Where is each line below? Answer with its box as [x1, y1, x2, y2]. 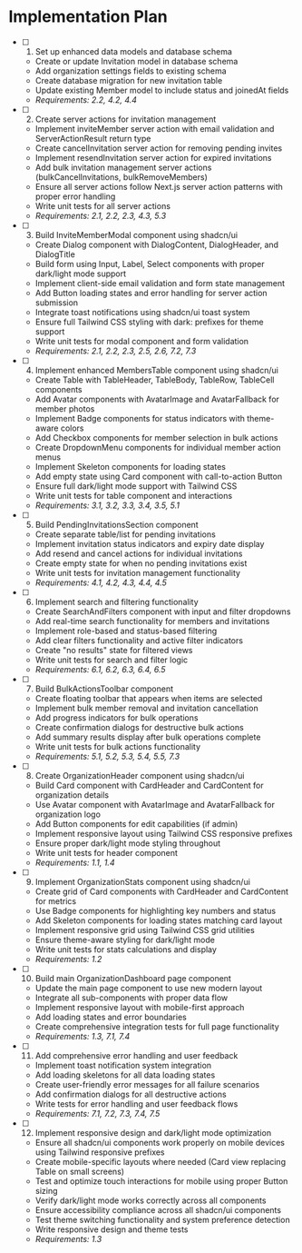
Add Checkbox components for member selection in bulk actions [34, 432, 278, 443]
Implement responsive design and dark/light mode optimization [34, 1127, 272, 1138]
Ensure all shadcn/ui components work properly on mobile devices [34, 1137, 285, 1148]
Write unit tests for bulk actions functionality [34, 741, 201, 751]
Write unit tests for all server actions [34, 200, 171, 211]
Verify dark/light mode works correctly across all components [34, 1195, 267, 1206]
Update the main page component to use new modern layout [34, 982, 263, 993]
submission [34, 297, 79, 308]
